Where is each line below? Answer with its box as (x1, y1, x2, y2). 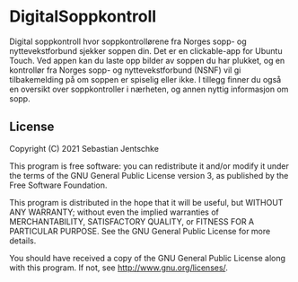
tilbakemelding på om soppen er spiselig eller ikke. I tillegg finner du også (9, 74, 282, 84)
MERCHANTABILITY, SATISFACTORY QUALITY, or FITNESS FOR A (9, 216, 254, 226)
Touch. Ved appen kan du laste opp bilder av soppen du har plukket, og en (9, 55, 285, 66)
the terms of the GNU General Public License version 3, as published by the (9, 170, 289, 181)
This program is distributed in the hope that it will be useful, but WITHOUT (9, 197, 284, 207)
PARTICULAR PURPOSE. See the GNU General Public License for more (9, 225, 271, 236)
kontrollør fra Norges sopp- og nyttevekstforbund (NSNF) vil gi (9, 65, 241, 75)
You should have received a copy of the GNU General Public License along (9, 252, 285, 263)
